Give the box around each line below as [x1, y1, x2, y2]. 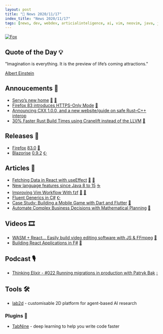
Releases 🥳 [5, 132, 39, 140]
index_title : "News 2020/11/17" [5, 16, 70, 21]
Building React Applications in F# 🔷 [12, 240, 82, 246]
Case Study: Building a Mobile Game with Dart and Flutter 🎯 [12, 200, 131, 205]
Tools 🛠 [5, 285, 30, 293]
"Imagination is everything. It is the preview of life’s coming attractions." [5, 61, 148, 67]
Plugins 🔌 [5, 312, 28, 319]
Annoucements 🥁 [5, 84, 59, 93]
